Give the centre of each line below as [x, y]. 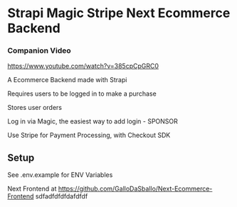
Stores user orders [35, 108]
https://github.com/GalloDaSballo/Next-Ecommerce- [135, 189]
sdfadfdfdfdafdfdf [62, 196]
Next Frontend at [32, 189]
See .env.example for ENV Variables [60, 175]
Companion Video [39, 51]
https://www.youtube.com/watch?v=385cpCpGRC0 [83, 66]
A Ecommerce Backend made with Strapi [67, 80]
